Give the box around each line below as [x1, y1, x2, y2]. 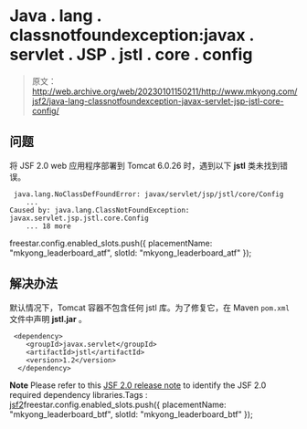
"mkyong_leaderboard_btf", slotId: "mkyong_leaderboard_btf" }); [9, 408, 253, 420]
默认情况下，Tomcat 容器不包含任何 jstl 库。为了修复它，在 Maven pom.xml [9, 302, 291, 313]
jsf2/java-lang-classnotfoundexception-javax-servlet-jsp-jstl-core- [31, 95, 285, 106]
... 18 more [26, 221, 71, 231]
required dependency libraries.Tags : [9, 389, 148, 400]
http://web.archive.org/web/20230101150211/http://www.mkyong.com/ [31, 86, 298, 97]
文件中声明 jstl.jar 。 [9, 313, 87, 324]
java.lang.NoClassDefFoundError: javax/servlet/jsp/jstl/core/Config [13, 189, 284, 199]
